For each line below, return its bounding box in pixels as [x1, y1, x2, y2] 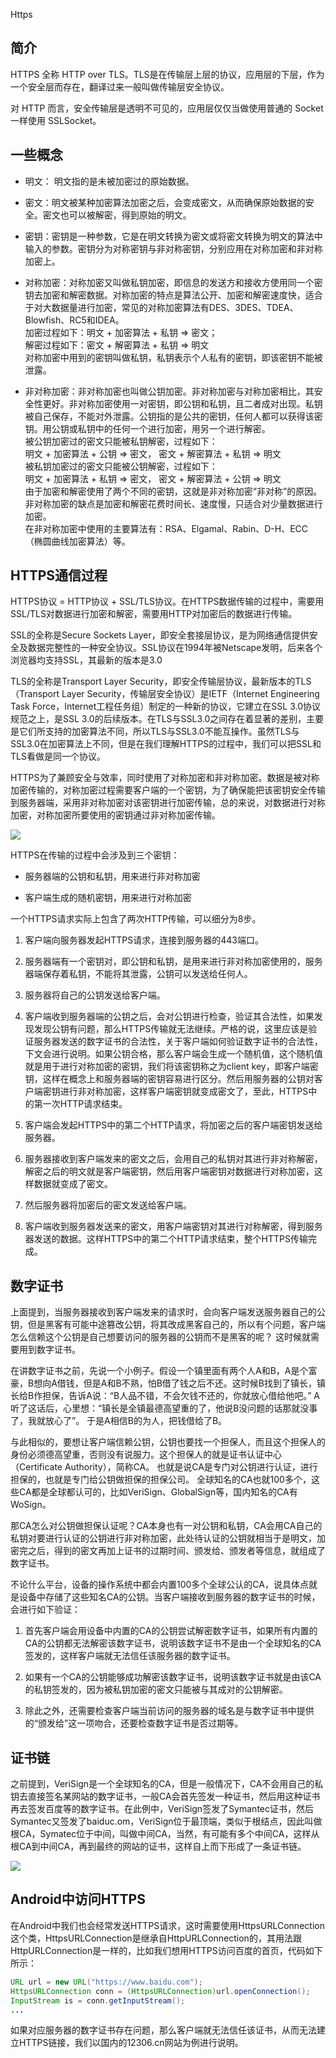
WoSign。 [10, 1499, 52, 1511]
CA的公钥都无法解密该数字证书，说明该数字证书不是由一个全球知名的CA [24, 1637, 322, 1649]
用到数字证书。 [18, 1344, 81, 1356]
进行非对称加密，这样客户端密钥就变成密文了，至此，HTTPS [59, 1085, 309, 1098]
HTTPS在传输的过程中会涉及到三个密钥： [10, 849, 180, 861]
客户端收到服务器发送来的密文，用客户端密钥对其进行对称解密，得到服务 [24, 1220, 323, 1233]
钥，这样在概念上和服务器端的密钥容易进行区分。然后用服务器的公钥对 [24, 1073, 315, 1085]
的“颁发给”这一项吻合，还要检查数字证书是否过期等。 [24, 1717, 244, 1729]
